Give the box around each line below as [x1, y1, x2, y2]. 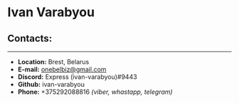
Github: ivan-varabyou [17, 80, 85, 88]
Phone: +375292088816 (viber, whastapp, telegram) [17, 87, 173, 96]
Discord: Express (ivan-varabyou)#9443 [17, 73, 137, 81]
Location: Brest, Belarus [17, 58, 90, 66]
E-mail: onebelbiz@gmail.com [17, 65, 107, 73]
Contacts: [7, 32, 53, 44]
